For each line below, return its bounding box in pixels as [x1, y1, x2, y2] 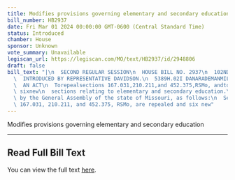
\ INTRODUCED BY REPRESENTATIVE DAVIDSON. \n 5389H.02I [13, 75, 183, 82]
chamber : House [7, 36, 52, 43]
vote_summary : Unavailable [7, 50, 86, 57]
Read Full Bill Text [7, 147, 86, 159]
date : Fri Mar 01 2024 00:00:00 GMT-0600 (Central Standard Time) [7, 23, 205, 30]
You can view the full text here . [7, 165, 97, 174]
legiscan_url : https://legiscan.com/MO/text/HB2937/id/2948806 [7, 56, 196, 63]
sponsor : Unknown [7, 43, 58, 50]
